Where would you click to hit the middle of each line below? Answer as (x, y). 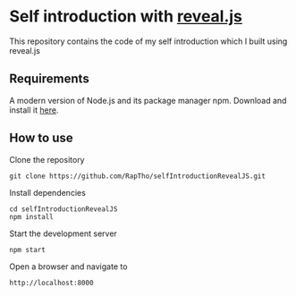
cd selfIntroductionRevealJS (63, 209)
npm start (28, 249)
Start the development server (63, 233)
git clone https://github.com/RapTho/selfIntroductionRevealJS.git (138, 176)
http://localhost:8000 (51, 283)
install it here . (34, 110)
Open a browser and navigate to (68, 266)
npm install (31, 216)
